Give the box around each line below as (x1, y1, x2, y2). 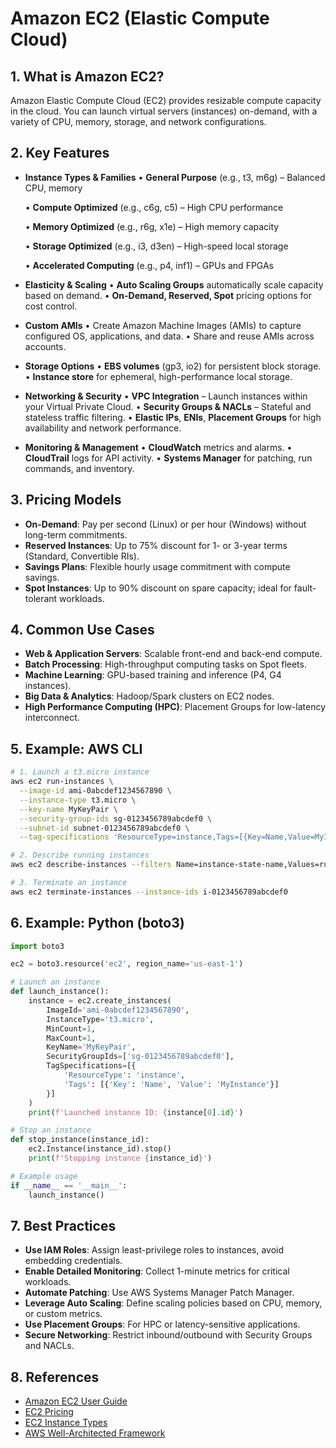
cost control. (24, 300, 78, 312)
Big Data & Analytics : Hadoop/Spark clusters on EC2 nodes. (24, 690, 275, 702)
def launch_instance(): (10, 987, 110, 997)
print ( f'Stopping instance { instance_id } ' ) (28, 1153, 213, 1164)
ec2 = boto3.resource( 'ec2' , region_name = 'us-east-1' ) (10, 959, 244, 969)
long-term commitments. (24, 528, 128, 541)
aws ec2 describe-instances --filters (10, 860, 172, 870)
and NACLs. (24, 1340, 75, 1352)
